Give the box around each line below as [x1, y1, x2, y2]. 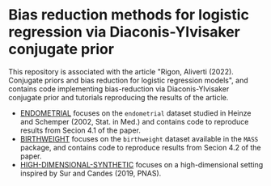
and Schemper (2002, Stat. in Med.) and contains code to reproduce [19, 116, 249, 126]
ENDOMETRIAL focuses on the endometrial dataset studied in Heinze [19, 108, 252, 118]
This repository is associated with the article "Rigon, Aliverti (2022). [8, 66, 235, 76]
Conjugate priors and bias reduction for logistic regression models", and [8, 75, 248, 85]
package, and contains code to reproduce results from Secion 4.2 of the [19, 142, 261, 152]
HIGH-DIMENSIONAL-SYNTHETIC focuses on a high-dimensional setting [19, 159, 264, 169]
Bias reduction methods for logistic [8, 6, 249, 24]
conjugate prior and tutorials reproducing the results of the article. [8, 92, 229, 102]
